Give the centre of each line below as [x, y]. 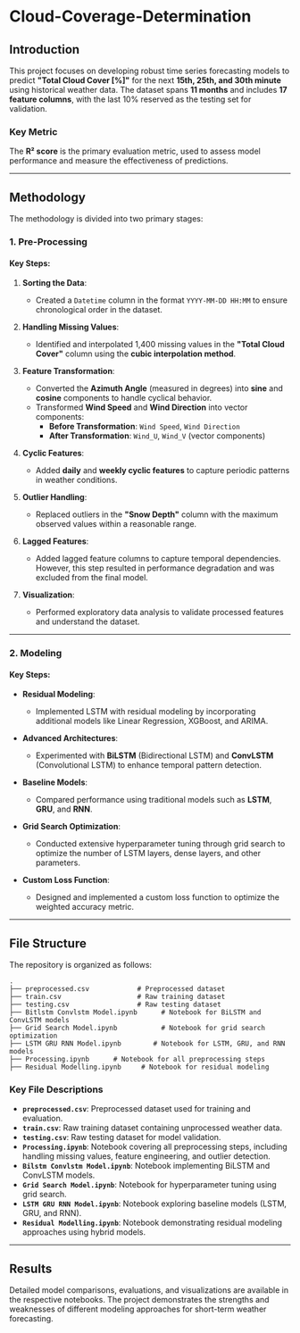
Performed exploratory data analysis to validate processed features [159, 612]
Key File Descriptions [57, 1089]
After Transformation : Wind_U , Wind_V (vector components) [157, 436]
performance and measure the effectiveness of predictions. [119, 161]
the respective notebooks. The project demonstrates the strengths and [139, 1300]
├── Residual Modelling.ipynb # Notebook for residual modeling [139, 1067]
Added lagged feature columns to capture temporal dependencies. [158, 559]
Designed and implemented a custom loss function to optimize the [157, 897]
